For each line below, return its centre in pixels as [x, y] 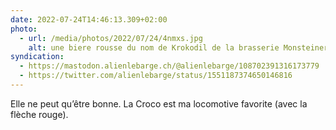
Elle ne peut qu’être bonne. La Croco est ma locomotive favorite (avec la [159, 103]
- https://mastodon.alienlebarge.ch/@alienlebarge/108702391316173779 [169, 66]
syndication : [37, 57]
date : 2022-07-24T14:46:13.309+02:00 [89, 19]
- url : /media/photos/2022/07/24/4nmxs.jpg [111, 38]
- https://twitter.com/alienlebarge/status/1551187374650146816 [156, 76]
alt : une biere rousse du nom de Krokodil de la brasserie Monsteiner [178, 47]
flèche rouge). [39, 114]
